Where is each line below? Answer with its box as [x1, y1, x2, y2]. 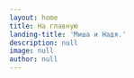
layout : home [9, 13, 58, 22]
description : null [9, 38, 78, 48]
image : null [9, 47, 54, 56]
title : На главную [9, 22, 78, 30]
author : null [9, 55, 58, 64]
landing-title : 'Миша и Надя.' [9, 30, 127, 39]
